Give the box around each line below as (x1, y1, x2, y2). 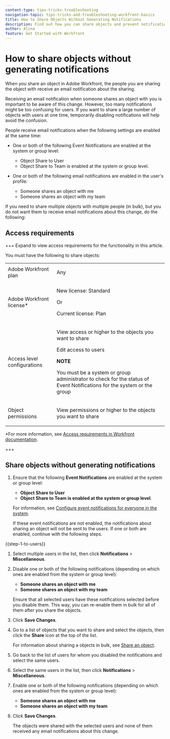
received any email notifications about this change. (12, 728, 119, 734)
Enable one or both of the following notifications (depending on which (12, 682, 158, 688)
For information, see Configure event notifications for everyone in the (12, 505, 157, 511)
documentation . (5, 436, 38, 442)
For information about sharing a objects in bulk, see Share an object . (12, 642, 155, 648)
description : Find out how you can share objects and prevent (5, 21, 139, 27)
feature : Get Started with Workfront (5, 31, 85, 36)
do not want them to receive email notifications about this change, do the (5, 209, 158, 215)
